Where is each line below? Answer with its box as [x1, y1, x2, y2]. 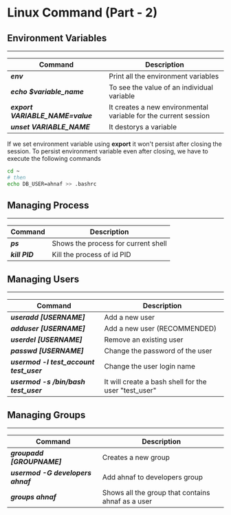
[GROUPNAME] [10, 457, 62, 467]
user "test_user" [104, 386, 157, 395]
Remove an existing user [104, 335, 184, 344]
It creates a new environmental [109, 102, 208, 111]
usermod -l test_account [10, 358, 95, 367]
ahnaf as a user [102, 496, 153, 506]
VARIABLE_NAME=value [10, 111, 93, 120]
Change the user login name [104, 362, 196, 371]
